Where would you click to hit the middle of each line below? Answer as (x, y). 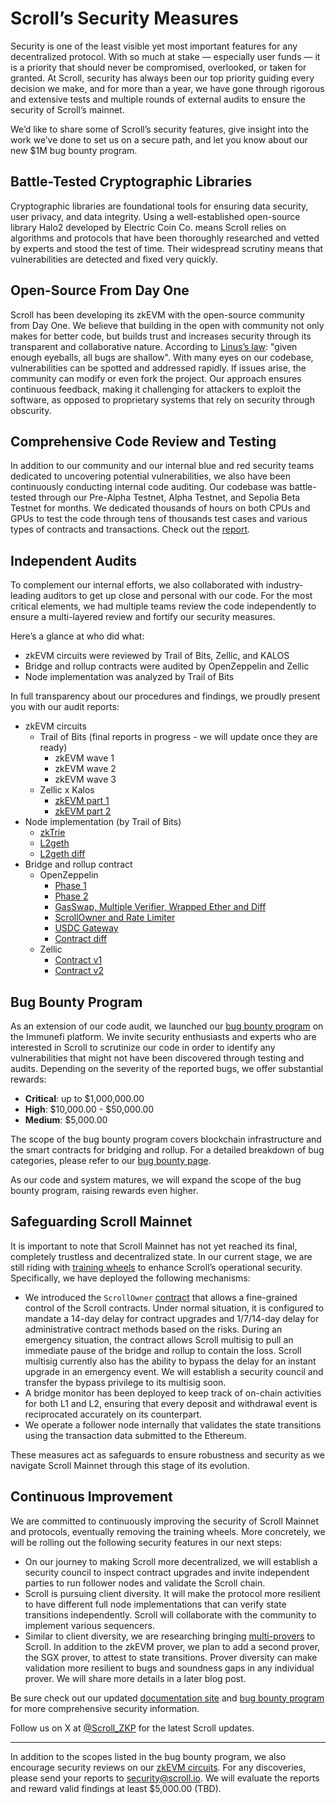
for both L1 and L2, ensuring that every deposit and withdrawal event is (171, 1403)
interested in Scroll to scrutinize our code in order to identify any (143, 1047)
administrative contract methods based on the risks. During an (153, 1329)
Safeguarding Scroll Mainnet (101, 1222)
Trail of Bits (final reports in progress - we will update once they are (178, 737)
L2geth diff (62, 854)
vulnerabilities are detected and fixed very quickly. (114, 259)
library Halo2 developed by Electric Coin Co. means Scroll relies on (148, 227)
